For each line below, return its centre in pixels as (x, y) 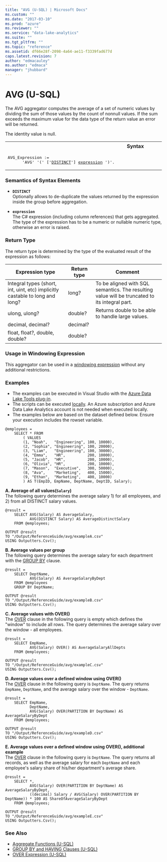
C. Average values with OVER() (38, 614)
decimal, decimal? (29, 324)
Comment (127, 272)
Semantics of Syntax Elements (43, 180)
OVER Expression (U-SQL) (39, 855)
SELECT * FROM (29, 434)
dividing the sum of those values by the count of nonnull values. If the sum (82, 114)
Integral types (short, (32, 283)
